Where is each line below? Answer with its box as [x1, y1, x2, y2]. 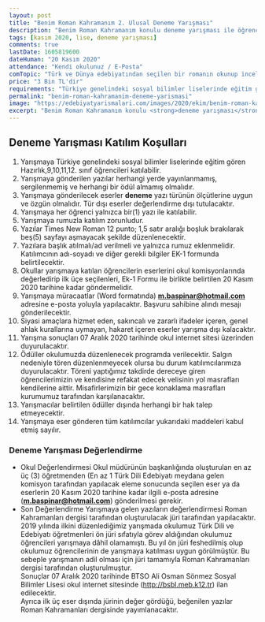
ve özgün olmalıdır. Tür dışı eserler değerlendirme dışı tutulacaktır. [20, 199, 235, 208]
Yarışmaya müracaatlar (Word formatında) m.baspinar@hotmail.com [20, 291, 246, 300]
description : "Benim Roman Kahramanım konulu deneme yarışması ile [9, 26, 235, 34]
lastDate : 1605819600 [9, 48, 80, 56]
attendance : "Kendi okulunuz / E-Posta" [9, 63, 144, 71]
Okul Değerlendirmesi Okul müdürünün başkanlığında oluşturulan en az [20, 463, 252, 472]
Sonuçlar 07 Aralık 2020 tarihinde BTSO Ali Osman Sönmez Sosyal [20, 572, 237, 581]
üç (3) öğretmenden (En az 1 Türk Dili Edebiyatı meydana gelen [20, 471, 225, 481]
